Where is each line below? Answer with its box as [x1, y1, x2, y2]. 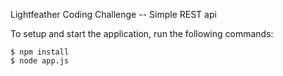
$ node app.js [10, 56, 70, 66]
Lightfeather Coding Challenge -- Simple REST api [10, 9, 217, 20]
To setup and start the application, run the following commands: [10, 28, 274, 39]
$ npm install [10, 47, 70, 57]
